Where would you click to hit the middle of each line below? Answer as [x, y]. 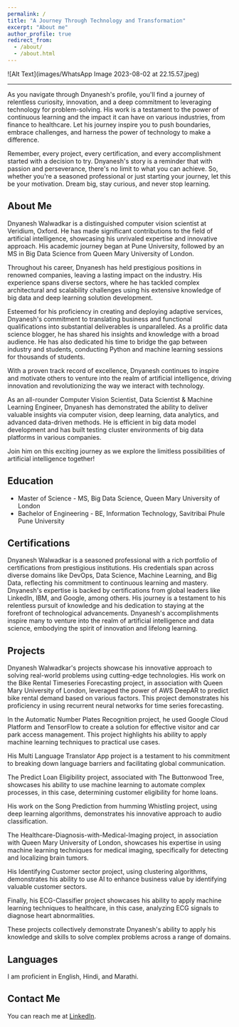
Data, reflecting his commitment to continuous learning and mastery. [108, 583]
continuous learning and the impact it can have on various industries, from [116, 117]
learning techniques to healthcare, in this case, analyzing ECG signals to [113, 908]
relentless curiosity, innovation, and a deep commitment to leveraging [110, 102]
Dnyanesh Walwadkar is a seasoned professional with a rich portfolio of [112, 560]
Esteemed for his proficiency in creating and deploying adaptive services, [115, 311]
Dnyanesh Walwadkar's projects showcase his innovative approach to [110, 668]
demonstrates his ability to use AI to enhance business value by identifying [117, 879]
